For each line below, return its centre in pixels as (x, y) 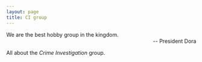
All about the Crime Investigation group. (56, 52)
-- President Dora (175, 41)
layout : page (23, 12)
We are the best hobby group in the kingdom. (62, 34)
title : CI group (27, 17)
